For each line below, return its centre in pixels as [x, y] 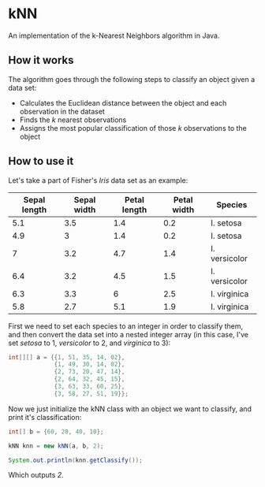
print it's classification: [45, 417]
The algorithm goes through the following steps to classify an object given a [132, 79]
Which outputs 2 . [36, 475]
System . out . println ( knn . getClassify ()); [76, 460]
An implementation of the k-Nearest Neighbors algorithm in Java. [114, 35]
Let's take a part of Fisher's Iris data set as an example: [98, 180]
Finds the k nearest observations [73, 120]
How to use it [41, 161]
